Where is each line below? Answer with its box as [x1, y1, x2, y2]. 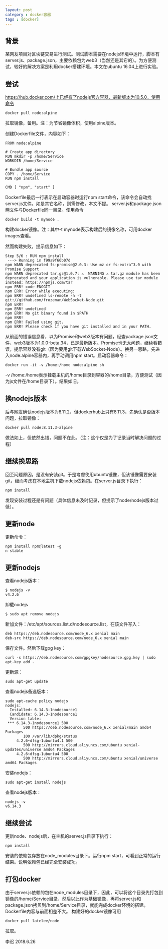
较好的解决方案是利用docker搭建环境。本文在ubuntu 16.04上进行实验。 [14, 64, 161, 70]
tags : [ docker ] [5, 17, 39, 22]
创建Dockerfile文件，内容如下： [5, 131, 71, 137]
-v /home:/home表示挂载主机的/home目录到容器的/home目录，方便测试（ [5, 372, 157, 378]
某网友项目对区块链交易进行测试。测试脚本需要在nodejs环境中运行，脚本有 [5, 51, 160, 57]
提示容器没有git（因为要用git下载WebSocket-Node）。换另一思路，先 [14, 346, 156, 352]
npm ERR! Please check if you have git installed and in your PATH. [5, 324, 151, 329]
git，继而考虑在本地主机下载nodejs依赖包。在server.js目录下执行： [5, 477, 143, 484]
